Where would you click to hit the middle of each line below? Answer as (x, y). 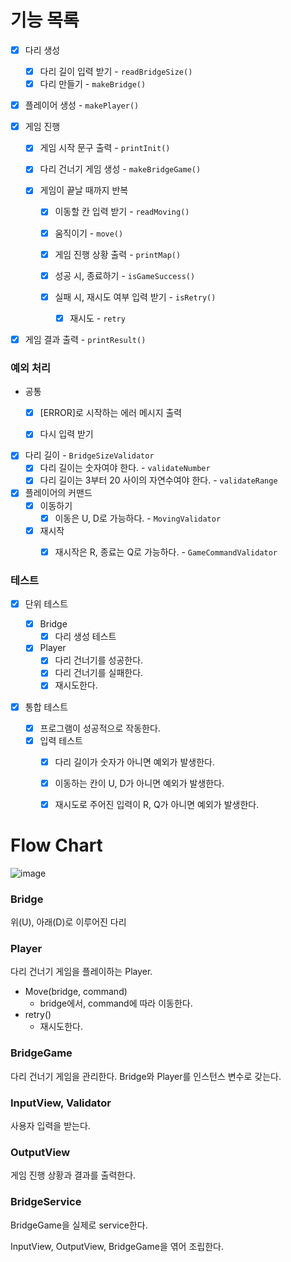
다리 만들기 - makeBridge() (93, 84)
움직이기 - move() (89, 233)
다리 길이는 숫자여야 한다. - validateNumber (125, 468)
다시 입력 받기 (66, 434)
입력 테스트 (61, 740)
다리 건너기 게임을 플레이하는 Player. (81, 972)
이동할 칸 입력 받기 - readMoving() (122, 212)
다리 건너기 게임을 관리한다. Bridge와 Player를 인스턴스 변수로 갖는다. (146, 1076)
